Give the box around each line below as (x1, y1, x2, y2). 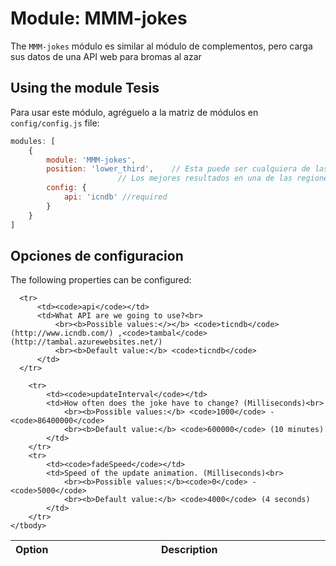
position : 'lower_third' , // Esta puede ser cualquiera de (46, 164, 311, 174)
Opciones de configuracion (10, 247, 184, 264)
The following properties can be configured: (10, 274, 192, 286)
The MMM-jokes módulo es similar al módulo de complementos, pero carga (10, 40, 313, 52)
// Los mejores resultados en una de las (117, 173, 293, 184)
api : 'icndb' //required (63, 192, 168, 202)
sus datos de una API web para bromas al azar (10, 50, 202, 62)
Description (160, 543, 218, 557)
